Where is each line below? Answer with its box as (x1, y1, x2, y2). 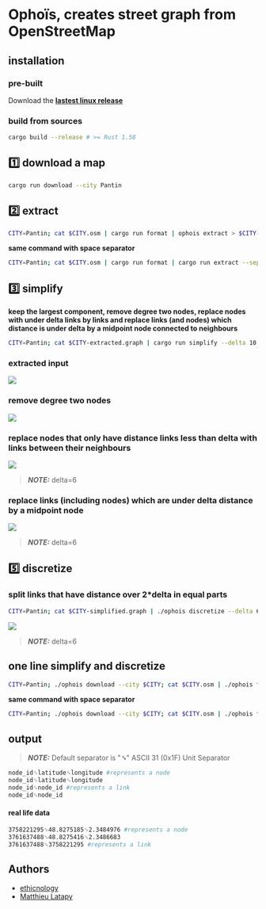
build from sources (8, 115, 83, 126)
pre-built (8, 78, 44, 89)
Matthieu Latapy (19, 892, 73, 901)
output (8, 731, 42, 746)
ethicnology (19, 884, 59, 893)
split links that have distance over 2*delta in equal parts (8, 589, 228, 600)
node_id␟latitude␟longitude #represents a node (8, 769, 170, 777)
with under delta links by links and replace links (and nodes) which (8, 315, 232, 325)
